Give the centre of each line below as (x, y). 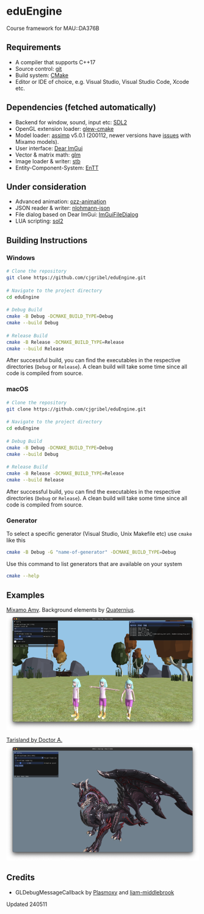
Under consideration (46, 187)
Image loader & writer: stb (48, 161)
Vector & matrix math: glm (48, 155)
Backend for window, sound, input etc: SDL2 (71, 122)
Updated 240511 (27, 904)
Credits (21, 878)
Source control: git (38, 69)
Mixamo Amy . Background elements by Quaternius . (71, 609)
